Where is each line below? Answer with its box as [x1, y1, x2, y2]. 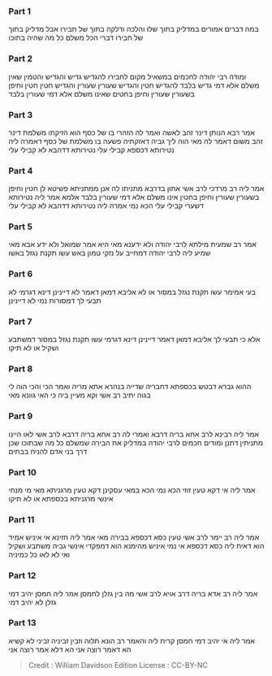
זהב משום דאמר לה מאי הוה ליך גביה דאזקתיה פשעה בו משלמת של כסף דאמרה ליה [8, 136, 263, 145]
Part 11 [8, 513, 35, 525]
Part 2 [8, 53, 33, 64]
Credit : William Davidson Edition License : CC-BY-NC [28, 660, 209, 669]
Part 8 [8, 363, 33, 375]
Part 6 [8, 268, 33, 279]
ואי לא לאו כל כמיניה [8, 550, 71, 560]
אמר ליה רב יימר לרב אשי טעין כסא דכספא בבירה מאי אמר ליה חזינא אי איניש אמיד [8, 532, 260, 542]
